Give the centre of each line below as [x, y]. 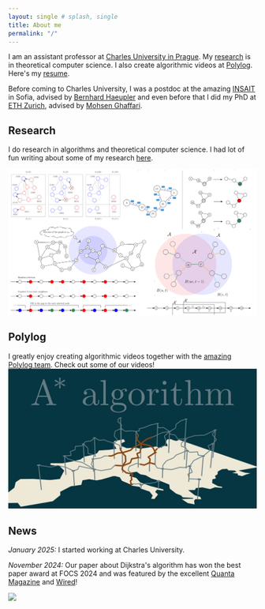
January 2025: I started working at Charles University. [97, 550]
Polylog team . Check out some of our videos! [82, 364]
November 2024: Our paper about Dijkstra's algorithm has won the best [125, 566]
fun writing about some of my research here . [81, 158]
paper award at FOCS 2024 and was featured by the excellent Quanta [121, 573]
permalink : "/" [33, 33]
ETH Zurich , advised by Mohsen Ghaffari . [75, 106]
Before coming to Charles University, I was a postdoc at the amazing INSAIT [132, 89]
